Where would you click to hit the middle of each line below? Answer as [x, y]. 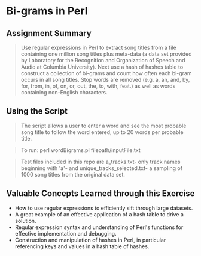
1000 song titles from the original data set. [73, 174]
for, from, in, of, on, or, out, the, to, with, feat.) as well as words [98, 86]
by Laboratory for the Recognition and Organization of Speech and [103, 60]
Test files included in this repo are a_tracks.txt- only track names [100, 162]
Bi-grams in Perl [47, 11]
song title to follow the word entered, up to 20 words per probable [102, 132]
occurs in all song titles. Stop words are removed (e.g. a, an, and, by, [105, 80]
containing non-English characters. [64, 92]
